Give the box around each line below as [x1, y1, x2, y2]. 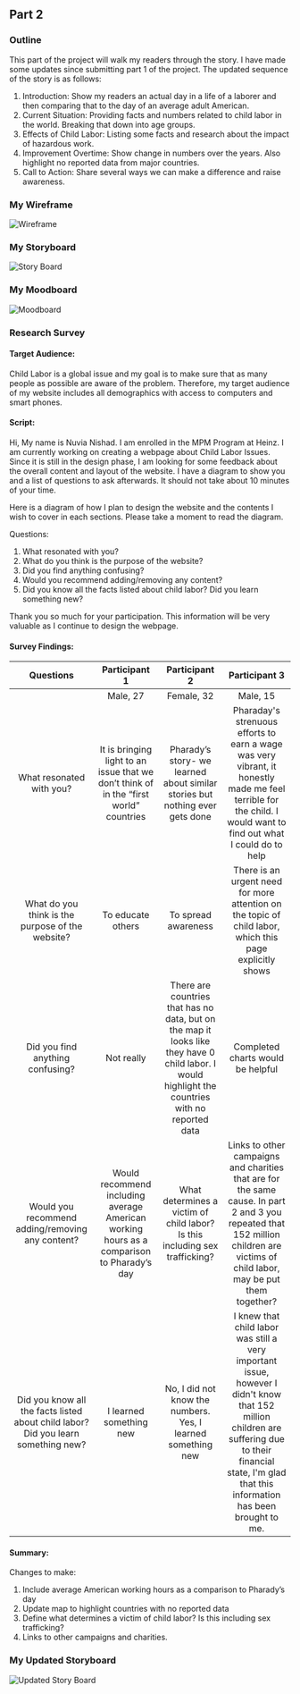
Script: [9, 417, 36, 428]
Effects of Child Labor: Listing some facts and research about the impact [21, 129, 290, 139]
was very [237, 749, 277, 762]
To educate [102, 909, 150, 922]
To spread [169, 909, 212, 922]
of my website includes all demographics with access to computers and [9, 387, 273, 398]
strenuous [235, 715, 279, 728]
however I [236, 1377, 278, 1389]
